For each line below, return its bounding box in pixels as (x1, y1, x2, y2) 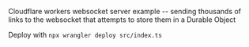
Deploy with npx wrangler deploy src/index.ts (8, 31, 162, 39)
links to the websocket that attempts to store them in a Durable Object (8, 15, 236, 24)
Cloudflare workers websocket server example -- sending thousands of (8, 7, 242, 16)
